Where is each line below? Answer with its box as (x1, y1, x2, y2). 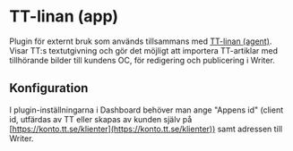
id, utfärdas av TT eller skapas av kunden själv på (9, 113, 193, 124)
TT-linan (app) (9, 6, 119, 27)
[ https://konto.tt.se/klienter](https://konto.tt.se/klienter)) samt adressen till (9, 123, 283, 134)
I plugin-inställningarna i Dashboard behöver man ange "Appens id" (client (9, 105, 284, 115)
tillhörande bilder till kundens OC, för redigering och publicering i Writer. (9, 55, 275, 65)
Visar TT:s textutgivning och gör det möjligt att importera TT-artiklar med (9, 45, 278, 55)
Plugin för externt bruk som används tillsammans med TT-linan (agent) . (9, 36, 272, 46)
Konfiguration (9, 80, 89, 96)
